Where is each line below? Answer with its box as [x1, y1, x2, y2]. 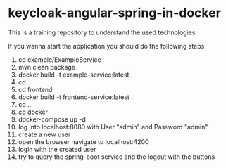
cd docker [18, 108, 49, 116]
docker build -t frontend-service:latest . [18, 93, 133, 101]
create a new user [18, 130, 71, 138]
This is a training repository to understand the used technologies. [8, 28, 198, 37]
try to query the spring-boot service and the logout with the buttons [18, 153, 215, 161]
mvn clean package [18, 63, 76, 71]
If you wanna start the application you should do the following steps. [8, 41, 206, 50]
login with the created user [18, 145, 96, 153]
